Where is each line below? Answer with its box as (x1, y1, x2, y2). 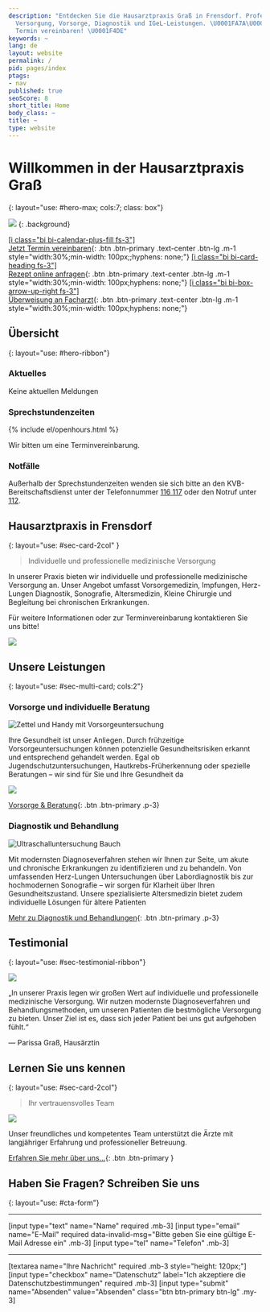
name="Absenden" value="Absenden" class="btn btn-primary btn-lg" (8, 1287, 240, 1297)
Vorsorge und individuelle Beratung (8, 702, 150, 713)
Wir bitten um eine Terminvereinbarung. (8, 441, 141, 450)
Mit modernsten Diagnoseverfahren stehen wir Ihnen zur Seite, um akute (8, 855, 249, 864)
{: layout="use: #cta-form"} (8, 1198, 100, 1208)
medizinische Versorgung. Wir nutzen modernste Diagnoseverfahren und (8, 996, 251, 1007)
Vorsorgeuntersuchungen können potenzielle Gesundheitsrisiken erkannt (8, 744, 251, 754)
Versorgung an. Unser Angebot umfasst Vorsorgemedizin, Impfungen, (8, 581, 240, 590)
